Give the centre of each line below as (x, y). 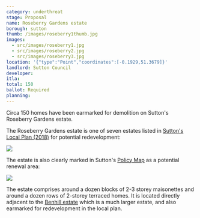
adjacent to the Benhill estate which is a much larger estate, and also (91, 202)
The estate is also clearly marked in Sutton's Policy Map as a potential (93, 160)
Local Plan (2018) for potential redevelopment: (64, 137)
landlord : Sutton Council (38, 68)
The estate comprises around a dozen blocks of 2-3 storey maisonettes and (100, 189)
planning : (19, 95)
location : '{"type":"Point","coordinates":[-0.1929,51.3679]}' (87, 62)
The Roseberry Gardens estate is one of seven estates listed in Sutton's (95, 130)
